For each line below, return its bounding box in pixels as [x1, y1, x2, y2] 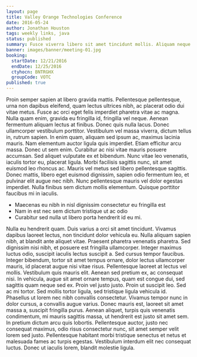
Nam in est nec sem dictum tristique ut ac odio [14, 207, 128, 214]
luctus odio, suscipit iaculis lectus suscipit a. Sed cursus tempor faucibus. [6, 250, 185, 257]
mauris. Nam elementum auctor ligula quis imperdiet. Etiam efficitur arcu [6, 140, 181, 147]
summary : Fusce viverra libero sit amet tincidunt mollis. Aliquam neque [6, 42, 191, 48]
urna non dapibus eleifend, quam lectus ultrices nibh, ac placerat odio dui [6, 103, 185, 109]
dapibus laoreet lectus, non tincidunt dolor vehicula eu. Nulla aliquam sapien [6, 232, 191, 239]
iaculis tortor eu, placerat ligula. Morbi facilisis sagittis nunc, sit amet [6, 158, 172, 166]
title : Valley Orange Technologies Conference [6, 14, 122, 20]
